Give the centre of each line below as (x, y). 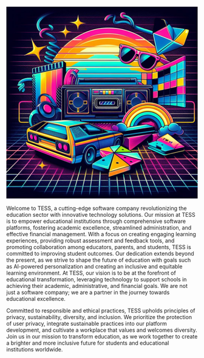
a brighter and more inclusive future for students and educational (88, 343)
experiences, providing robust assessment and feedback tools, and (90, 240)
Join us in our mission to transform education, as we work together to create (102, 336)
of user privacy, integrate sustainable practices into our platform (87, 324)
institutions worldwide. (35, 349)
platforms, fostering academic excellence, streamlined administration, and (99, 228)
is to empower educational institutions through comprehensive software (96, 221)
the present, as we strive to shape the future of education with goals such (99, 260)
